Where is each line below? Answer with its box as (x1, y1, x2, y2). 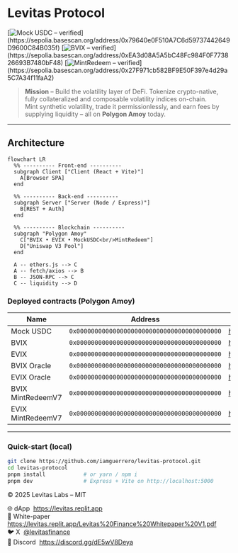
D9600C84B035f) (7, 43, 60, 52)
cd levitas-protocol (7, 464, 69, 472)
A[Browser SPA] (20, 174, 65, 181)
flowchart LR (7, 156, 46, 163)
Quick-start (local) (7, 441, 72, 451)
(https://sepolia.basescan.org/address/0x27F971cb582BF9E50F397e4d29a (7, 66, 228, 74)
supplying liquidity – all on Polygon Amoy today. (24, 110, 166, 118)
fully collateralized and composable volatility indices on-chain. (24, 94, 207, 103)
